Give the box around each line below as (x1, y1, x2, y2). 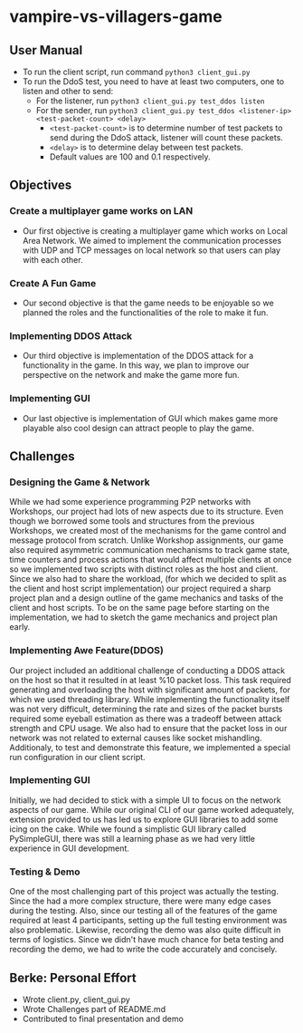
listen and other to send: (22, 86, 114, 96)
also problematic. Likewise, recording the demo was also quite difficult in (9, 924, 281, 935)
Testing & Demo (9, 865, 80, 878)
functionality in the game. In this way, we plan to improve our (22, 360, 250, 371)
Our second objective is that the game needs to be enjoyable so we (22, 297, 274, 308)
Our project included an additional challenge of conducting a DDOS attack (9, 664, 286, 676)
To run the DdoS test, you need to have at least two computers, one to (22, 76, 285, 87)
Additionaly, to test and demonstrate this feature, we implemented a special (9, 741, 291, 753)
